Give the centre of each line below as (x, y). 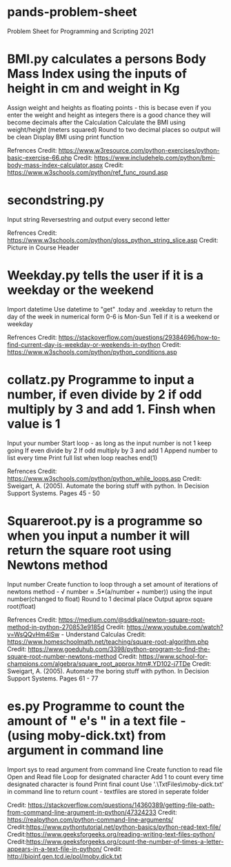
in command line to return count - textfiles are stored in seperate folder (108, 791)
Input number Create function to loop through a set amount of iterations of (113, 584)
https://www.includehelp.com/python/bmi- (155, 158)
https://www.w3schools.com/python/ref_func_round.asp (88, 172)
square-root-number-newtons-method (62, 656)
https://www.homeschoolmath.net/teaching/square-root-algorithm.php (108, 641)
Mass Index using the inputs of (97, 74)
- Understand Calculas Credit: (103, 634)
